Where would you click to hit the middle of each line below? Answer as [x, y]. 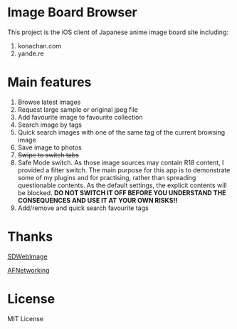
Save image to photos [49, 147]
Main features [49, 82]
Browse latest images [49, 102]
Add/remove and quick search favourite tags [83, 208]
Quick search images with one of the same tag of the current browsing [121, 132]
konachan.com [39, 46]
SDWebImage [27, 256]
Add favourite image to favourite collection [80, 117]
